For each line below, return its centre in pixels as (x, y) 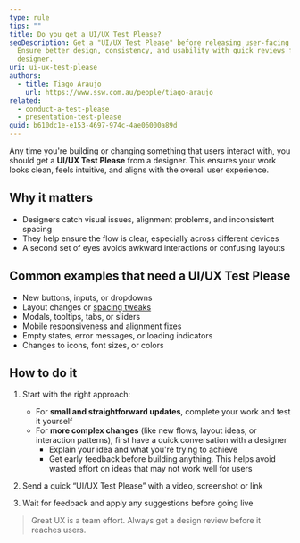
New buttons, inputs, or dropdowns (87, 297)
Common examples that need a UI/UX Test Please (150, 276)
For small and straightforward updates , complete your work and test (163, 412)
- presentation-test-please (70, 117)
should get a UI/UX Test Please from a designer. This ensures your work (143, 160)
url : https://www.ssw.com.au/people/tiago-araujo (120, 92)
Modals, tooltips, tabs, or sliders (81, 316)
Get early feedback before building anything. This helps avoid (162, 459)
